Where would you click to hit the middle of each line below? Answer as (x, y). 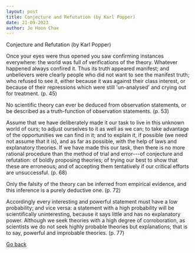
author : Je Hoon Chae (33, 28)
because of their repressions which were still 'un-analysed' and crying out (96, 87)
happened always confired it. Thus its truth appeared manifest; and (88, 69)
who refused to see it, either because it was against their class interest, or (96, 81)
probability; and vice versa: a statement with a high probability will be (90, 208)
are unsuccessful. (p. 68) (37, 173)
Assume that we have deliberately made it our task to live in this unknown (95, 123)
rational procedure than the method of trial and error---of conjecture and (95, 154)
